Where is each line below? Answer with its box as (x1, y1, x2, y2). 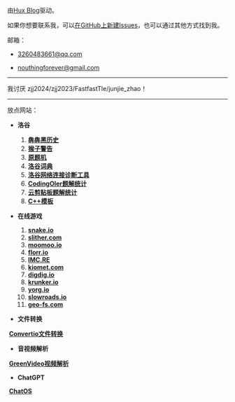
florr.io (27, 248, 49, 256)
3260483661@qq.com (17, 50, 83, 58)
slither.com (27, 233, 62, 242)
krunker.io (27, 278, 59, 286)
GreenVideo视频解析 (8, 359, 69, 368)
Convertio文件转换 (8, 330, 64, 338)
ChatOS (8, 387, 33, 395)
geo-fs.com (27, 300, 64, 308)
